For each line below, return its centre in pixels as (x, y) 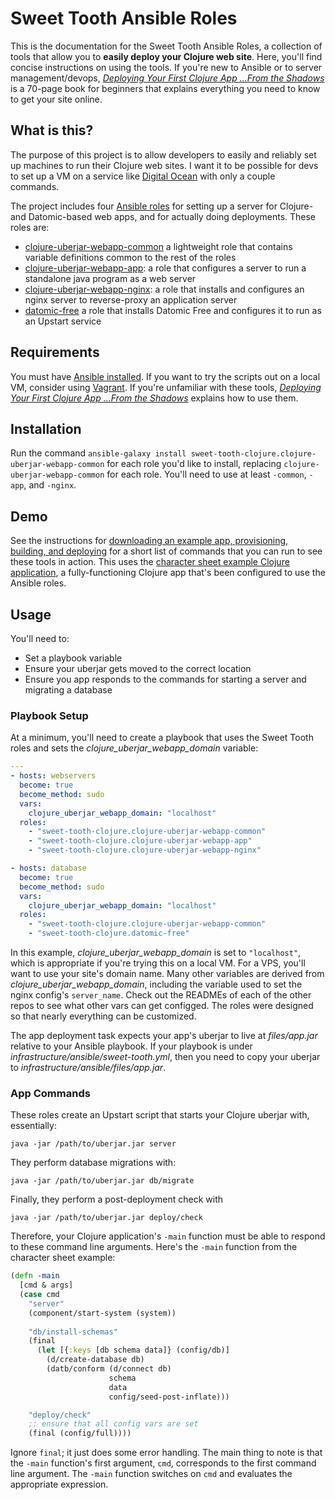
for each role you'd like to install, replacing (194, 464)
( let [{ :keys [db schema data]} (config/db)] (133, 1350)
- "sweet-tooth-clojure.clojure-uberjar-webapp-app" (140, 841)
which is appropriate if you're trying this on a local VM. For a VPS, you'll (158, 963)
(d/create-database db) (95, 1360)
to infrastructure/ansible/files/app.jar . (88, 1068)
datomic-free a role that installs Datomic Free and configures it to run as (173, 310)
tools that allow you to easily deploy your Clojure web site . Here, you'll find (166, 56)
